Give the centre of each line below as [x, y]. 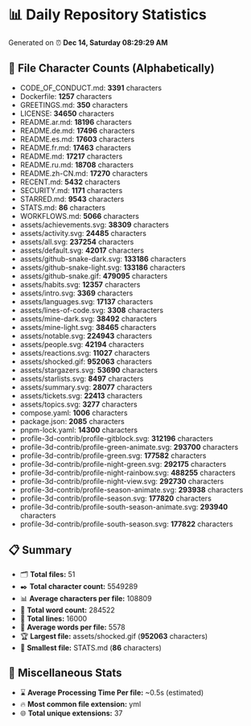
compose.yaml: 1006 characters [74, 412]
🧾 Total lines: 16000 [53, 618]
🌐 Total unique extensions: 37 [71, 713]
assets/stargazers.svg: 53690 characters [89, 369]
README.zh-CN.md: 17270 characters [84, 173]
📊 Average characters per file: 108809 [86, 598]
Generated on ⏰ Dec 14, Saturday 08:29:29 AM [88, 42]
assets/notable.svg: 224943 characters [86, 336]
